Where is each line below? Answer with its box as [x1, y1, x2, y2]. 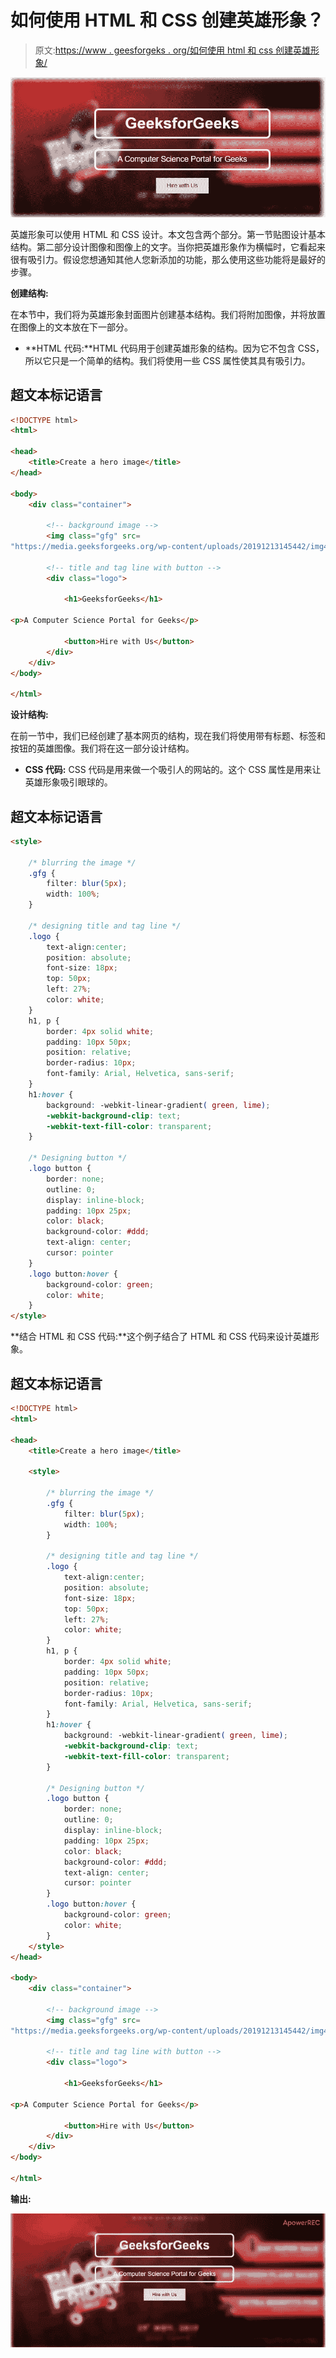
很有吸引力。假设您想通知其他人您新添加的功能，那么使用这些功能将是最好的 [10, 253, 326, 265]
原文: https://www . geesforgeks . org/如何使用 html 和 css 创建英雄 [34, 44, 311, 56]
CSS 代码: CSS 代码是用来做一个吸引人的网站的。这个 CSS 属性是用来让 [24, 764, 322, 776]
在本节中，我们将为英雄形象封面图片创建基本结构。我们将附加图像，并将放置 [10, 308, 326, 320]
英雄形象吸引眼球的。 [24, 776, 113, 788]
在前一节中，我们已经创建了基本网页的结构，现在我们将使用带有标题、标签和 [10, 730, 326, 742]
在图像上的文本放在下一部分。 [10, 321, 133, 333]
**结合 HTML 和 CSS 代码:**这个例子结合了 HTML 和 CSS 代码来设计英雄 [10, 1331, 311, 1343]
